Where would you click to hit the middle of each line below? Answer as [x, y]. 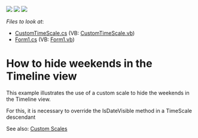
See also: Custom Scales [37, 128]
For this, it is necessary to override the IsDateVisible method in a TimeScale [99, 111]
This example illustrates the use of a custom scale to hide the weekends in [98, 93]
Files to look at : [25, 22]
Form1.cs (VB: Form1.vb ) [45, 39]
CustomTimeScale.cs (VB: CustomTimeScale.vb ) [75, 33]
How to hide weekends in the [79, 64]
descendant [21, 117]
